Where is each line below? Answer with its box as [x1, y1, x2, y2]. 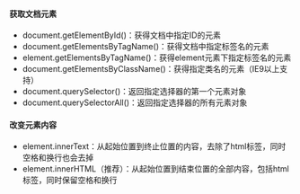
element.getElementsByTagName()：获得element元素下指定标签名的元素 [22, 52, 292, 63]
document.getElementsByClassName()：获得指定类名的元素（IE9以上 [22, 64, 280, 75]
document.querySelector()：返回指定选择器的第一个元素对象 [22, 86, 247, 97]
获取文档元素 [9, 8, 57, 19]
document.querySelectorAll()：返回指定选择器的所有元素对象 [22, 97, 248, 108]
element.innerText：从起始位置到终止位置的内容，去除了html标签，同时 [22, 141, 287, 152]
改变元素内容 [9, 119, 57, 130]
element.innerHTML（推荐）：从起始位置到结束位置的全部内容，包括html [22, 163, 289, 174]
